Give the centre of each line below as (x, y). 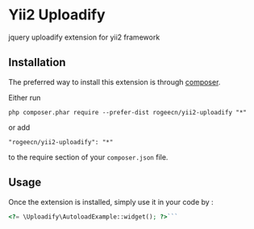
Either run (25, 98)
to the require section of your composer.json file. (88, 157)
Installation (37, 62)
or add (19, 127)
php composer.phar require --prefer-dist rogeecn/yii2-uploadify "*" (128, 112)
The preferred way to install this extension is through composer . (115, 81)
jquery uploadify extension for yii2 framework (84, 37)
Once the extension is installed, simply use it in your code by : (111, 202)
